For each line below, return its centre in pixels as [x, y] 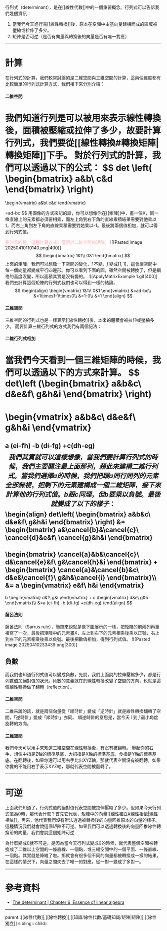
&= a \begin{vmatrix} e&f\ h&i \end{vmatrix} [75, 586]
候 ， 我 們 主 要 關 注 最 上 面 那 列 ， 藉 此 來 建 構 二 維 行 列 [83, 466]
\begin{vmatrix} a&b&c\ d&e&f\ [70, 417]
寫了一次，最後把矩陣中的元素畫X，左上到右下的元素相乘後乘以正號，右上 [84, 633]
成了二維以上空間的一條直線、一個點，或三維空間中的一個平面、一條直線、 [85, 849]
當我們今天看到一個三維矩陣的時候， [79, 360]
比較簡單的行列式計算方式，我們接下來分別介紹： [55, 84]
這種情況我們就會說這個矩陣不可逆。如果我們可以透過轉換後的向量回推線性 [81, 826]
